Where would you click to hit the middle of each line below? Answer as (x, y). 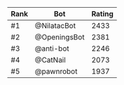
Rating (103, 14)
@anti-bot (52, 48)
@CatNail (50, 60)
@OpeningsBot (60, 37)
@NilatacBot (55, 26)
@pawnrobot (56, 71)
